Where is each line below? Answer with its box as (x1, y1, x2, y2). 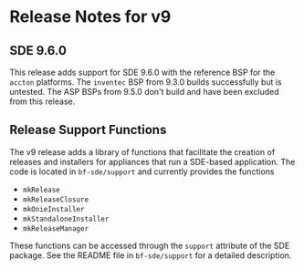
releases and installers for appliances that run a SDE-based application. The (9, 156, 296, 167)
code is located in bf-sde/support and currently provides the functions (9, 166, 275, 177)
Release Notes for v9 (9, 6, 172, 27)
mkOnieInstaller (22, 204, 85, 213)
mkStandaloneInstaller (22, 214, 110, 223)
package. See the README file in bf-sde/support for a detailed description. (9, 249, 292, 261)
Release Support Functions (9, 122, 167, 138)
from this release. (9, 96, 76, 107)
